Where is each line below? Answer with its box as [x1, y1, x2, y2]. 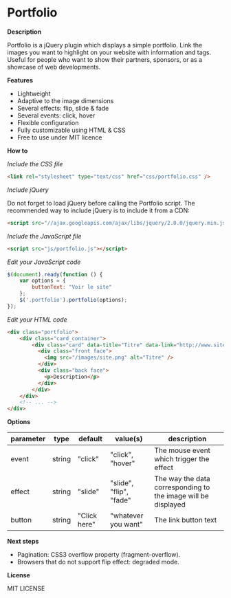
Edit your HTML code [7, 315, 67, 324]
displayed [154, 500, 186, 509]
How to [7, 146, 28, 155]
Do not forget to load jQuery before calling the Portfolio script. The [7, 199, 196, 207]
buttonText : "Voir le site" [32, 284, 112, 291]
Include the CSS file [7, 159, 63, 168]
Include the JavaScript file [7, 232, 82, 240]
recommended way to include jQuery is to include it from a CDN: [7, 206, 190, 214]
